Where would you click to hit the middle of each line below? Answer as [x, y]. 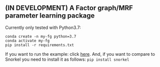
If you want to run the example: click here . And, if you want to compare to [80, 54]
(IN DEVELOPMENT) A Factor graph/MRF [69, 8]
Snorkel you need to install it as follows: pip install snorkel [67, 59]
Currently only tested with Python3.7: [43, 27]
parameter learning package [50, 16]
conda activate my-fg [27, 41]
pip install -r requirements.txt [40, 45]
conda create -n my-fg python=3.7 [41, 36]
